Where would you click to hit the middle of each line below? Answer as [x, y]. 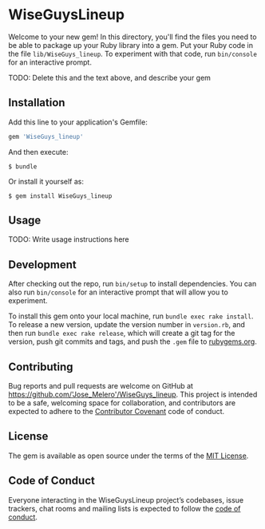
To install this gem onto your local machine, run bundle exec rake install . [131, 316]
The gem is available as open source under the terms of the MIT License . [129, 456]
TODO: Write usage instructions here [69, 239]
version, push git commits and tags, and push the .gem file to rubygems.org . [133, 341]
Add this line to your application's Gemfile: [78, 122]
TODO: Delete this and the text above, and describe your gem [110, 77]
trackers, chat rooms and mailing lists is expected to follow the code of [125, 508]
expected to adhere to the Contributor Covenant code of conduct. [117, 412]
